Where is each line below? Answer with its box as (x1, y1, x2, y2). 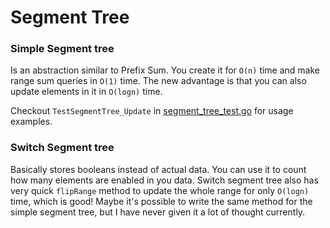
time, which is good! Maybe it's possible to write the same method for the (10, 195, 313, 207)
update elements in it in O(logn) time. (10, 86, 163, 98)
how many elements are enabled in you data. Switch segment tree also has (10, 174, 319, 186)
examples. (10, 116, 53, 128)
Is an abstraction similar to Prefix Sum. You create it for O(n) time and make (10, 64, 321, 76)
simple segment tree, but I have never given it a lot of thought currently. (10, 206, 306, 218)
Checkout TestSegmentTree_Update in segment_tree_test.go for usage (10, 105, 294, 117)
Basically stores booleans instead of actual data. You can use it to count (10, 163, 307, 175)
